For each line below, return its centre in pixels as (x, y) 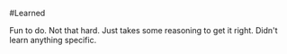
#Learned (27, 13)
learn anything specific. (53, 40)
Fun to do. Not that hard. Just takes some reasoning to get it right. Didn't (143, 30)
